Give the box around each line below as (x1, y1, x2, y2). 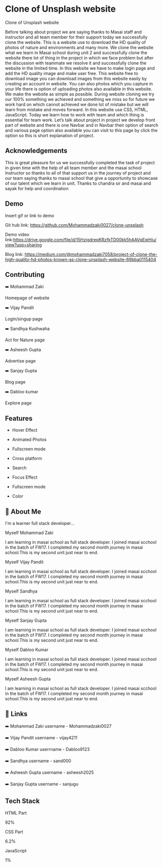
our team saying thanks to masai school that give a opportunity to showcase (5, 175, 158, 181)
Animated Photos (12, 437, 47, 443)
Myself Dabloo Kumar (5, 647, 49, 653)
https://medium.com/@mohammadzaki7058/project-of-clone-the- (24, 251, 158, 257)
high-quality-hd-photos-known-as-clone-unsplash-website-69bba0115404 (5, 256, 157, 262)
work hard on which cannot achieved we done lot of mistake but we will (5, 101, 149, 107)
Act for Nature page (5, 337, 45, 343)
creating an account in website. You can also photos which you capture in (5, 80, 153, 86)
